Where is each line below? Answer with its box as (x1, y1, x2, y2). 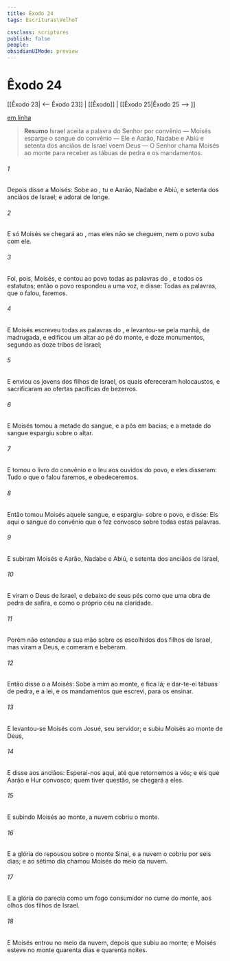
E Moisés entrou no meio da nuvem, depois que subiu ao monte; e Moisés (7, 938, 216, 947)
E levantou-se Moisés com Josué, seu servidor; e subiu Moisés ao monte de (7, 724, 223, 732)
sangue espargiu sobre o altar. (7, 429, 94, 437)
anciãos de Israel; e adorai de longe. (7, 193, 110, 201)
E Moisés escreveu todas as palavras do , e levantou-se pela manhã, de (7, 325, 210, 334)
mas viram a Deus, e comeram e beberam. (7, 643, 127, 651)
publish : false (7, 35, 51, 42)
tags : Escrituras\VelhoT (7, 16, 78, 23)
